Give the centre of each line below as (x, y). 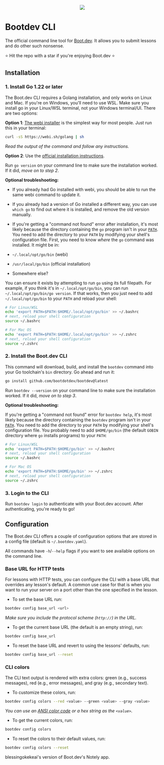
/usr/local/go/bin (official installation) (51, 264)
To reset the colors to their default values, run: (59, 739)
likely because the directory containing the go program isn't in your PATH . (85, 229)
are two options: (22, 113)
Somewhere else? (30, 273)
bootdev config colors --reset (37, 747)
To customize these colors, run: (44, 692)
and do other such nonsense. (35, 46)
